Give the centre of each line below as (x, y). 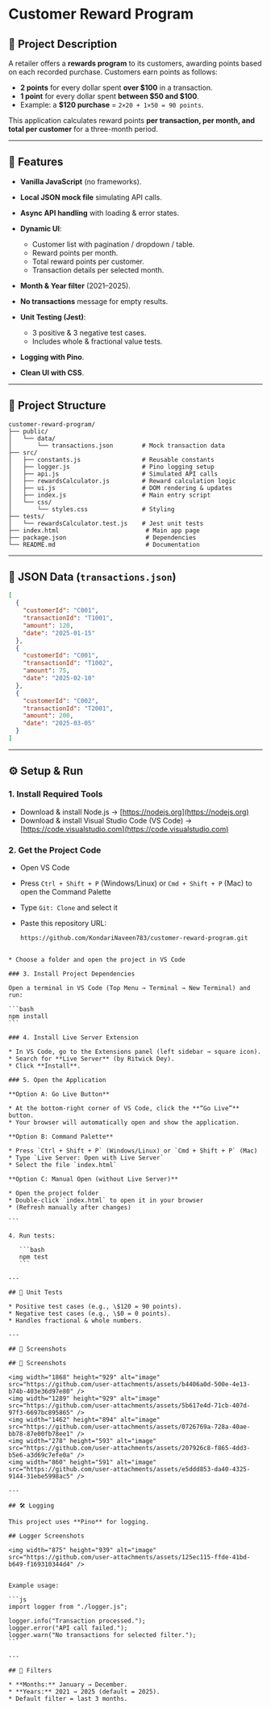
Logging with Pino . (52, 357)
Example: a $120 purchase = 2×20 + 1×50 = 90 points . (112, 105)
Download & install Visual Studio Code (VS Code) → (106, 820)
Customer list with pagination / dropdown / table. (113, 244)
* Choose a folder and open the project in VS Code (97, 959)
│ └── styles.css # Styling (92, 509)
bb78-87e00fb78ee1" (41, 1434)
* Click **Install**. (45, 1066)
